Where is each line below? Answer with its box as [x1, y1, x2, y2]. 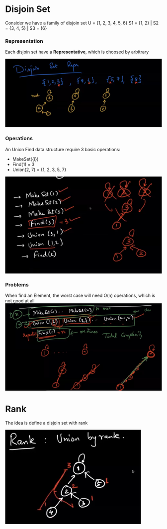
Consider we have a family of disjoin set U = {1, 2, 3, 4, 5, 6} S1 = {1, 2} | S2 [5, 20, 159, 26]
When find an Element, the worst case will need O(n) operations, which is [5, 292, 156, 298]
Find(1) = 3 [12, 161, 35, 167]
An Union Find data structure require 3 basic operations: [5, 146, 121, 152]
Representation [5, 37, 43, 44]
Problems [5, 281, 29, 288]
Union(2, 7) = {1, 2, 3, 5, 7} [12, 167, 67, 173]
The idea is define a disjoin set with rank [5, 420, 88, 426]
